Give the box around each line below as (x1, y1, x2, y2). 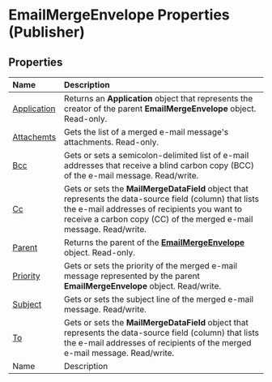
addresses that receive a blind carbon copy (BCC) (63, 160, 255, 171)
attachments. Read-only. (63, 136, 159, 148)
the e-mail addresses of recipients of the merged (63, 337, 252, 348)
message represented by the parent (63, 270, 200, 281)
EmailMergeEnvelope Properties (8, 6, 231, 24)
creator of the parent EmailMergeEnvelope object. (63, 103, 257, 114)
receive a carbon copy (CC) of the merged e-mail (63, 213, 253, 225)
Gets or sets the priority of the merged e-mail (63, 260, 237, 271)
